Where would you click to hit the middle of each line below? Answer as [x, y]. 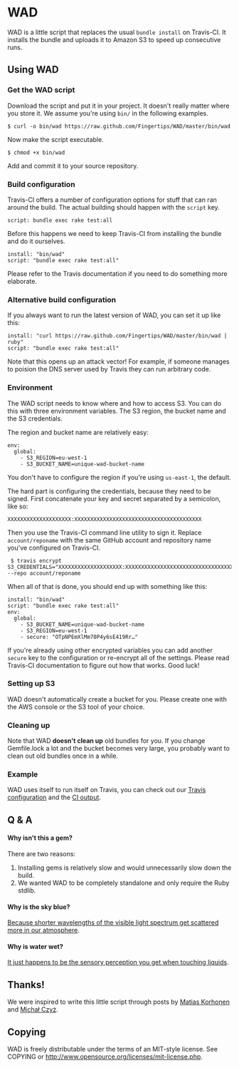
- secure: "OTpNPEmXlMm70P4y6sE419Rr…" [79, 637]
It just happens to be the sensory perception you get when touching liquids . [118, 962]
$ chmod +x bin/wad [36, 153]
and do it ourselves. [36, 241]
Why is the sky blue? [39, 907]
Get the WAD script [41, 90]
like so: [18, 506]
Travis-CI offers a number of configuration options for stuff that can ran [112, 200]
